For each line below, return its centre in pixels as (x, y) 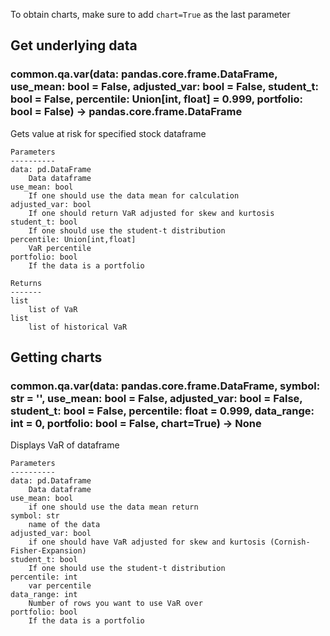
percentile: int (44, 577)
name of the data (64, 525)
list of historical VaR (78, 327)
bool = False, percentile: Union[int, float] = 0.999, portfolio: (156, 99)
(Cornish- (290, 542)
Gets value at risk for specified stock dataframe (108, 133)
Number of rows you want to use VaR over (115, 604)
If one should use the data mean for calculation (134, 195)
